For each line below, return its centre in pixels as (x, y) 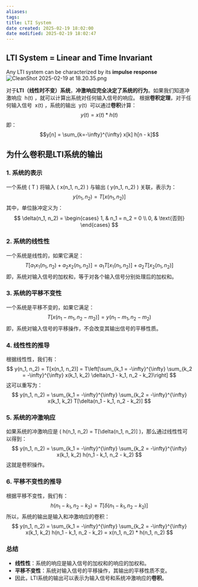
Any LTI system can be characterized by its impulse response (82, 72)
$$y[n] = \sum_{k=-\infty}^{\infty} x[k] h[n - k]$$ (99, 134)
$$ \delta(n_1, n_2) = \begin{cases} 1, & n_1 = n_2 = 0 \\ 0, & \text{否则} (99, 218)
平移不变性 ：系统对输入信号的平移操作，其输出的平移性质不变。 (92, 570)
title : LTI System (29, 23)
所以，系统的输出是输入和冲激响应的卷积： (58, 517)
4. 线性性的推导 (28, 345)
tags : (13, 17)
